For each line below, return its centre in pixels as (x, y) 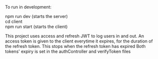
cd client (14, 22)
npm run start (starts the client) (36, 27)
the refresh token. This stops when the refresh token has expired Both (75, 46)
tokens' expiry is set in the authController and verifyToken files (68, 51)
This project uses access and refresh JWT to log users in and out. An (75, 36)
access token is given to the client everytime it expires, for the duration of (79, 41)
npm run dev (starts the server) (37, 16)
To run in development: (28, 7)
